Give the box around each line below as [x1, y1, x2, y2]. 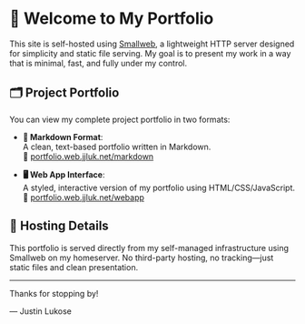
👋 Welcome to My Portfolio [9, 8, 214, 29]
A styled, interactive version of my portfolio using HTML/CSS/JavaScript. [22, 182, 296, 193]
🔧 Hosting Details [9, 218, 109, 234]
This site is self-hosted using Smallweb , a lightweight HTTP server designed [9, 38, 295, 49]
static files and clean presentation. [9, 261, 139, 272]
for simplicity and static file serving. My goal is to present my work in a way [9, 47, 291, 58]
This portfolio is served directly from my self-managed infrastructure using [9, 242, 289, 253]
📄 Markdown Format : [22, 131, 103, 142]
